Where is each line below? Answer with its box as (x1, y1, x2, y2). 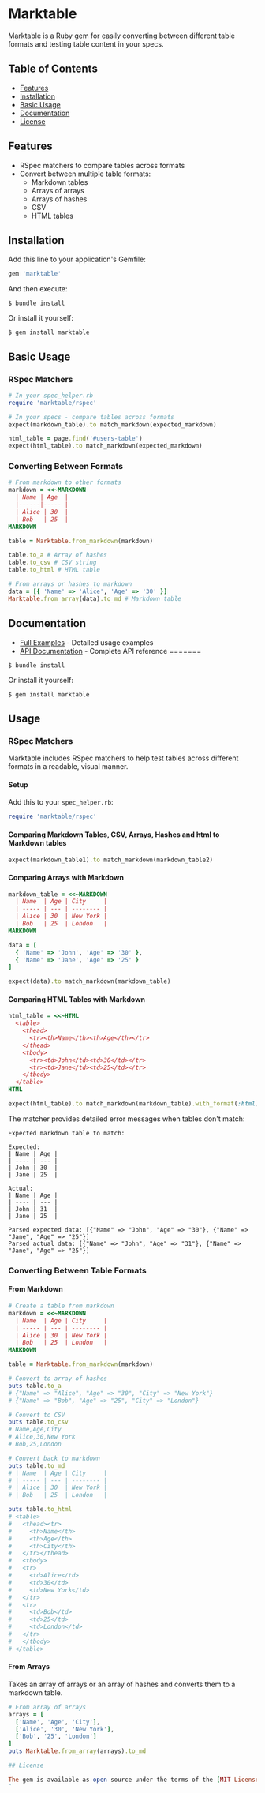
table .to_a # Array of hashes (8, 551, 108, 559)
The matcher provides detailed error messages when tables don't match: (8, 1114, 245, 1123)
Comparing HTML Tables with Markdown (8, 994, 146, 1003)
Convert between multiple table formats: (19, 169, 151, 178)
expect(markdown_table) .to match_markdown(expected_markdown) (8, 420, 217, 429)
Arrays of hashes (31, 194, 88, 204)
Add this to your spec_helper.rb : (8, 797, 114, 807)
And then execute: (8, 284, 68, 294)
